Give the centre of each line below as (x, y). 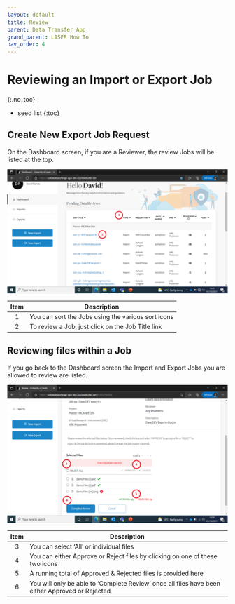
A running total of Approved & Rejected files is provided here (117, 573)
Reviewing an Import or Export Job (110, 80)
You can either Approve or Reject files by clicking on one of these (124, 556)
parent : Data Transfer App (47, 29)
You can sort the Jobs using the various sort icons (102, 317)
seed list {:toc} (38, 113)
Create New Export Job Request (78, 135)
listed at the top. (31, 159)
